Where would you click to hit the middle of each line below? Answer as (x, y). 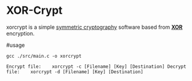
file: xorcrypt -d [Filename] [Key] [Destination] (75, 72)
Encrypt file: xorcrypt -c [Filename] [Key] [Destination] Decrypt (96, 67)
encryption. (20, 33)
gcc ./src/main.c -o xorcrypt (44, 56)
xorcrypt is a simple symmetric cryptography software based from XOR (94, 27)
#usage (16, 45)
